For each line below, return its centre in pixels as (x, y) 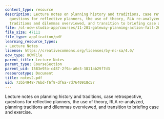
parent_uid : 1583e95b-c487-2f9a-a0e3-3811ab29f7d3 (58, 69)
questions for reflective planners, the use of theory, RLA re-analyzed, (75, 101)
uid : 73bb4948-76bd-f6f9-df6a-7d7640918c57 (50, 82)
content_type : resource (29, 10)
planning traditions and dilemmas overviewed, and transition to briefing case (82, 107)
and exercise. (19, 112)
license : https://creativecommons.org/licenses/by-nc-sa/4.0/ (70, 50)
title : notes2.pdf (24, 78)
